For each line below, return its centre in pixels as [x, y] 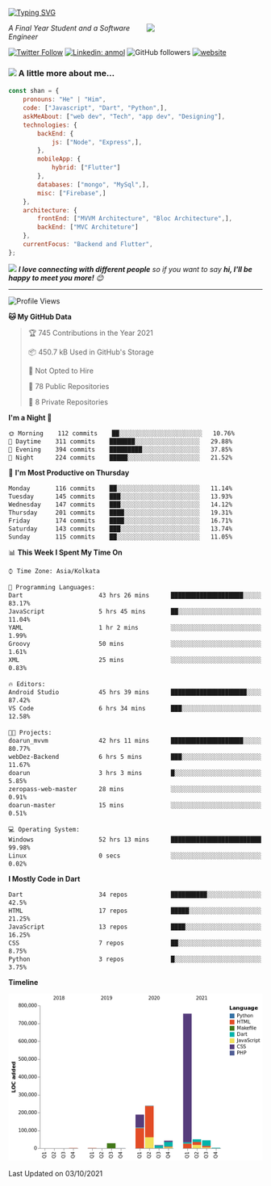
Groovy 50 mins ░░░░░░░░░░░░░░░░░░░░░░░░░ [135, 643]
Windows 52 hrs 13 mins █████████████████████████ [135, 840]
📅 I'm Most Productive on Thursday [69, 472]
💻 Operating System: [44, 829]
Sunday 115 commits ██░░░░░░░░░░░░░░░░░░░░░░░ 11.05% [120, 537]
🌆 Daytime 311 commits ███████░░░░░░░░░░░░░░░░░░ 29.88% [120, 441]
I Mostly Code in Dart [44, 878]
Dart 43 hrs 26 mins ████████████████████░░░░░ [135, 595]
